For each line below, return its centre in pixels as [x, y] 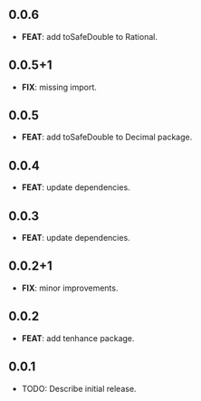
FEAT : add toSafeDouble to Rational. [89, 36]
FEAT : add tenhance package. [78, 338]
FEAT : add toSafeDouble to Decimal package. [107, 137]
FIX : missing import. [59, 87]
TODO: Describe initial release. [79, 388]
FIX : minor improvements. [70, 288]
